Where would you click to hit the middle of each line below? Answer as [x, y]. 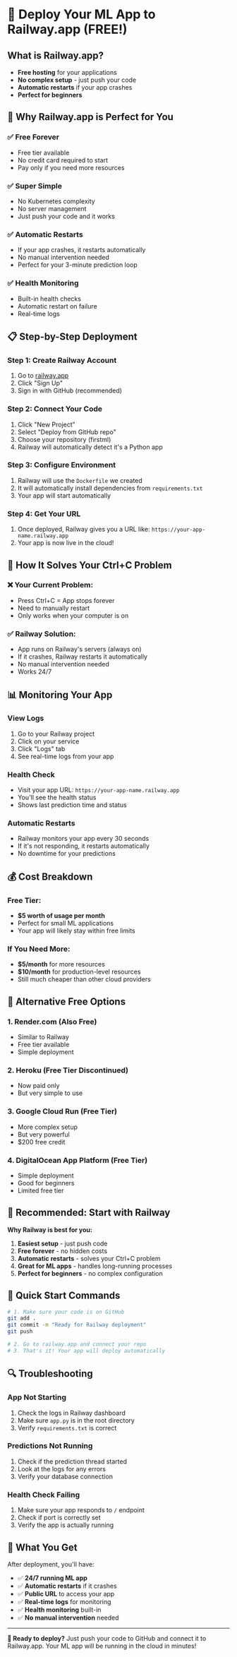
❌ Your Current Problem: [50, 585]
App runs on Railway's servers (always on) [80, 650]
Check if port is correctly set [59, 1518]
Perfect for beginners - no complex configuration [90, 1273]
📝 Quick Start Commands [64, 1296]
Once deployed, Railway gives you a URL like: [84, 530]
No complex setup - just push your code [77, 80]
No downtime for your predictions [67, 854]
